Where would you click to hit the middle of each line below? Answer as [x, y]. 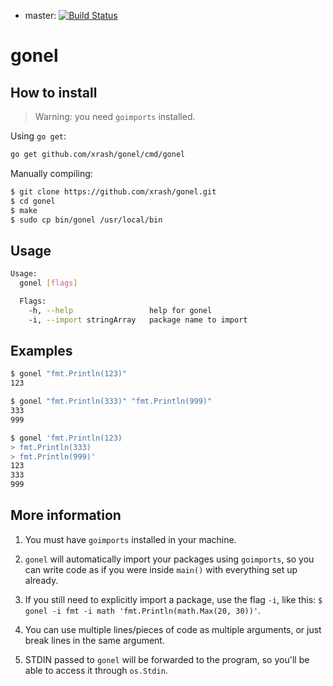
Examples [41, 350]
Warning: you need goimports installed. [115, 116]
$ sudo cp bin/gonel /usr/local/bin [86, 220]
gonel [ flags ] [48, 283]
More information [66, 515]
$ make [24, 210]
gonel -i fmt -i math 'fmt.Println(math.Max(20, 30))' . [143, 610]
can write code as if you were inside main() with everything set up [161, 569]
